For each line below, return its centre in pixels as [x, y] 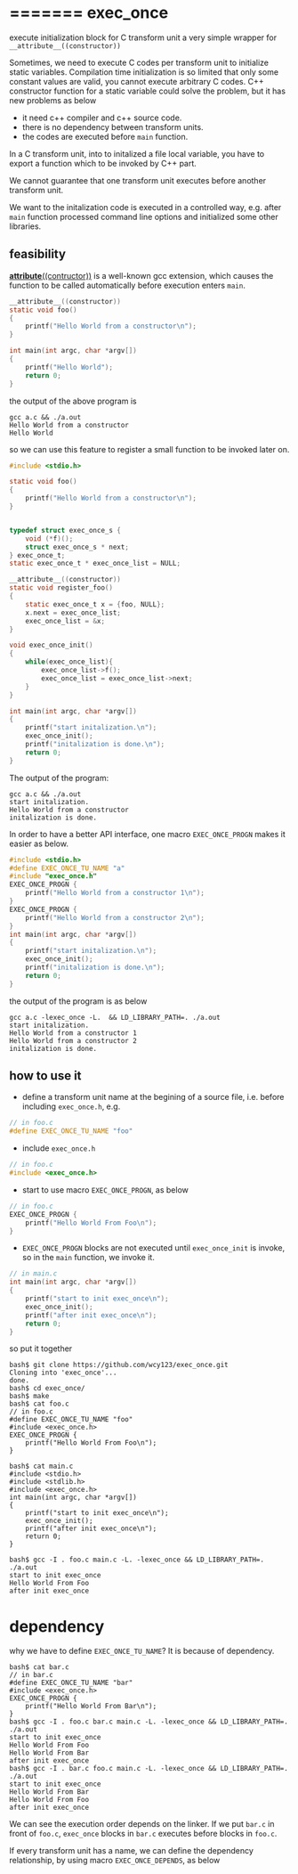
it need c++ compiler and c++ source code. [102, 118]
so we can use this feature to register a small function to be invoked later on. [149, 449]
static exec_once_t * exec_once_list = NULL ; [95, 564]
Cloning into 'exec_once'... [63, 1373]
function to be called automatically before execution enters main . [128, 285]
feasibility [38, 254]
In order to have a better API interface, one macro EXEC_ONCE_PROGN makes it [148, 834]
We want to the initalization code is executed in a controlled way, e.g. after [145, 207]
